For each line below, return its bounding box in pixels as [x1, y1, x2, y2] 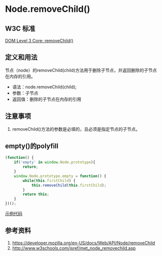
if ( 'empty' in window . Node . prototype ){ [14, 160, 96, 165]
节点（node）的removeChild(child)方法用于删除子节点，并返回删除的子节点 [5, 67, 157, 73]
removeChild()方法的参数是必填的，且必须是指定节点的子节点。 [12, 126, 140, 132]
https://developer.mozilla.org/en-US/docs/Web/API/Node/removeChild [12, 240, 156, 246]
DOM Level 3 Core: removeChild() [5, 38, 74, 43]
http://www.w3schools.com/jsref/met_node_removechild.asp [12, 245, 136, 251]
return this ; [23, 192, 50, 197]
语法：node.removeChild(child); [12, 84, 77, 90]
